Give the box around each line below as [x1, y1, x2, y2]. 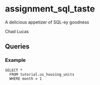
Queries [5, 42, 30, 51]
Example [5, 57, 26, 63]
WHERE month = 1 [9, 76, 42, 81]
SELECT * [5, 68, 23, 73]
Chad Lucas [5, 28, 29, 34]
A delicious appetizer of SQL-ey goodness [5, 19, 89, 25]
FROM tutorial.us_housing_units [9, 72, 75, 77]
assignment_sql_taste [5, 3, 95, 14]
